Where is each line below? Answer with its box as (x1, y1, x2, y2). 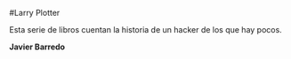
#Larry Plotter (9, 8, 61, 18)
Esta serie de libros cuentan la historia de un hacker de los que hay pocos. (9, 25, 282, 34)
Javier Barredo (9, 41, 65, 52)
